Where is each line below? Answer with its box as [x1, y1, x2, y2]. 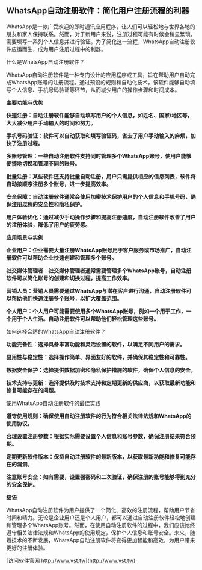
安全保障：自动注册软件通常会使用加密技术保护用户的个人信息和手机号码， [6, 193, 191, 200]
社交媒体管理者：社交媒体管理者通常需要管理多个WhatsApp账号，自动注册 [6, 267, 192, 274]
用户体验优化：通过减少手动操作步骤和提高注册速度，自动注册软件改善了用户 [6, 213, 196, 221]
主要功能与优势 [6, 99, 43, 106]
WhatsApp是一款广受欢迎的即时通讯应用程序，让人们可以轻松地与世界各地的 [6, 23, 195, 30]
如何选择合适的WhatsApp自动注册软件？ [6, 328, 106, 335]
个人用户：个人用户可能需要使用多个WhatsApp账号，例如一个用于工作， [6, 307, 186, 315]
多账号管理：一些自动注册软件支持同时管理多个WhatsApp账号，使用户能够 [6, 152, 192, 160]
